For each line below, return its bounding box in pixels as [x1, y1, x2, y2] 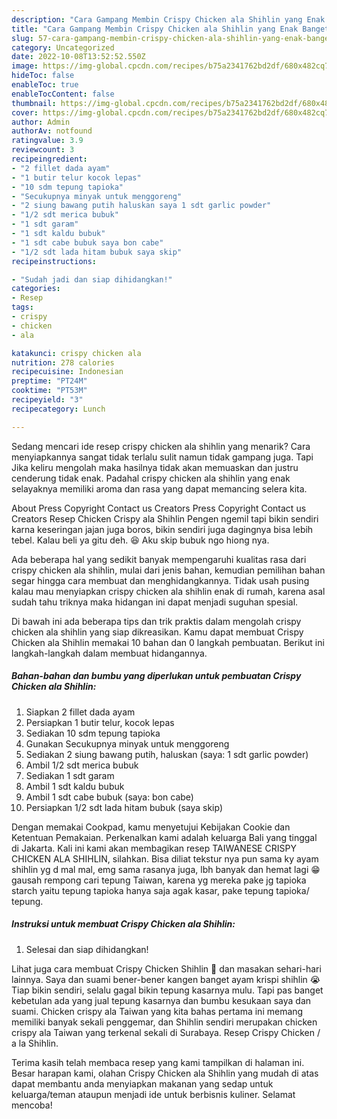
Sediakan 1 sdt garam [25, 769, 115, 781]
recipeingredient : [11, 154, 88, 164]
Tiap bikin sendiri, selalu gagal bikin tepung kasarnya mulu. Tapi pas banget [11, 984, 324, 996]
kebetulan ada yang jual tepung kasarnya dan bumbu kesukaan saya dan [11, 994, 312, 1006]
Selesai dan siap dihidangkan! [25, 943, 149, 955]
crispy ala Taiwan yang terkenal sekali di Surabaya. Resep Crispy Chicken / [11, 1026, 321, 1038]
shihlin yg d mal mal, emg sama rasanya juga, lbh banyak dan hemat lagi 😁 [11, 863, 321, 875]
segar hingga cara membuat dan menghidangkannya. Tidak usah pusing [11, 574, 310, 586]
